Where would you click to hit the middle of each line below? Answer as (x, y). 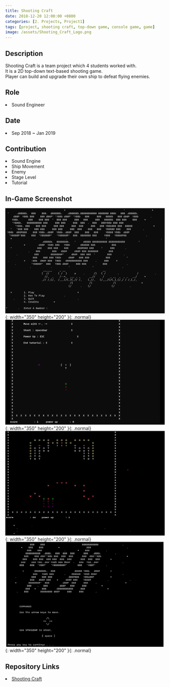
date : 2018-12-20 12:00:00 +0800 (40, 16)
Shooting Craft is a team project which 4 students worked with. (71, 66)
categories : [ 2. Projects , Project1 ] (45, 21)
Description (24, 53)
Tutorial (20, 183)
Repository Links (32, 666)
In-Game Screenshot (39, 199)
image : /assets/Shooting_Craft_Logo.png (49, 32)
